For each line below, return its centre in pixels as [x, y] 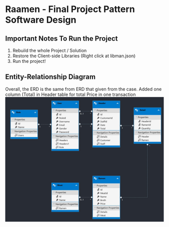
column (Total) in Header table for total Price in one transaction [70, 94]
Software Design [41, 20]
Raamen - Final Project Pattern [70, 9]
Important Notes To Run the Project [62, 38]
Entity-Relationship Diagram [50, 77]
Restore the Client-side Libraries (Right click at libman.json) [74, 56]
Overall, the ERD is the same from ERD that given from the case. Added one [83, 89]
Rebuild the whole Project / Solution [50, 50]
